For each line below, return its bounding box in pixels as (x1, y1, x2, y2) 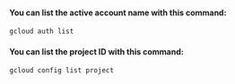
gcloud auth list (9, 27, 74, 36)
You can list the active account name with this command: (9, 7, 227, 18)
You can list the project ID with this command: (9, 46, 184, 57)
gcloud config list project (9, 66, 115, 75)
